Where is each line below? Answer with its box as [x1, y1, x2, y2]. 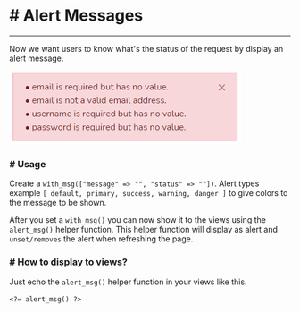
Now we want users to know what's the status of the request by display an [9, 43, 284, 54]
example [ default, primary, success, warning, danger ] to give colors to [9, 188, 288, 199]
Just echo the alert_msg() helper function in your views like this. [9, 276, 247, 287]
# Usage [9, 157, 46, 170]
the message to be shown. [9, 198, 107, 208]
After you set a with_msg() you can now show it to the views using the [9, 215, 266, 225]
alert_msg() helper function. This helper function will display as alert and [9, 224, 279, 235]
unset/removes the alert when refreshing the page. [9, 233, 194, 244]
